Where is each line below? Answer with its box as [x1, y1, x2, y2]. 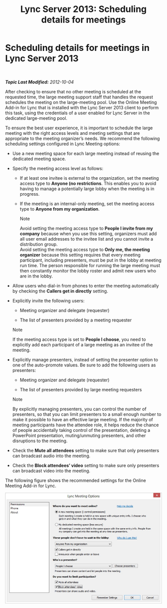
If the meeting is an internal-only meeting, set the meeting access [19, 201, 155, 207]
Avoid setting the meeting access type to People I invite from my [19, 225, 153, 231]
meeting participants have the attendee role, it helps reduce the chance [12, 422, 159, 428]
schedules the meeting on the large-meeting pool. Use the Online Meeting [5, 99, 157, 105]
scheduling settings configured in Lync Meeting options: [5, 141, 120, 147]
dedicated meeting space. [12, 156, 66, 162]
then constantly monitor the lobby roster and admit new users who [19, 268, 157, 274]
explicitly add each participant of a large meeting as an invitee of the [12, 341, 153, 347]
